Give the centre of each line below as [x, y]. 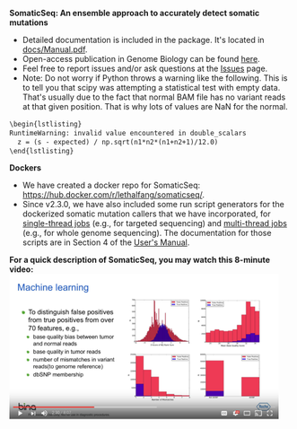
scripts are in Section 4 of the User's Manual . [106, 242]
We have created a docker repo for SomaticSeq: [111, 185]
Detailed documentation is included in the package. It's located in [143, 40]
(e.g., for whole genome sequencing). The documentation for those [147, 233]
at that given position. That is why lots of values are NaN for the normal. [155, 106]
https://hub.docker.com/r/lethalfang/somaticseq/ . [113, 195]
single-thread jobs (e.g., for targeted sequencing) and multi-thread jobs [154, 223]
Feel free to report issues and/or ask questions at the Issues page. [145, 68]
